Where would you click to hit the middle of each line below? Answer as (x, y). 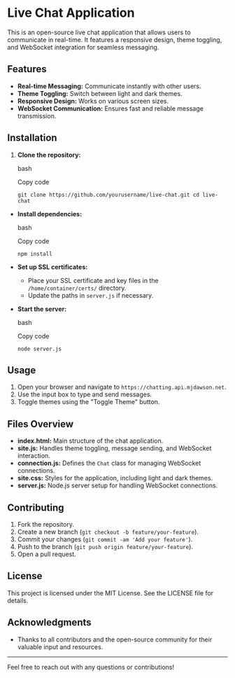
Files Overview (41, 424)
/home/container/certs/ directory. (77, 288)
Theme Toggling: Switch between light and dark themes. (100, 93)
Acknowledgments (50, 622)
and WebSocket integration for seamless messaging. (83, 47)
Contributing (36, 507)
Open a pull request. (47, 554)
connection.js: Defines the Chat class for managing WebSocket (109, 463)
